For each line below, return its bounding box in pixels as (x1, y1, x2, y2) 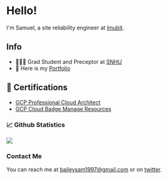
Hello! (6, 4, 37, 18)
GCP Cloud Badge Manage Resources (15, 105, 112, 112)
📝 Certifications (6, 82, 68, 93)
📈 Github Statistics (6, 121, 66, 129)
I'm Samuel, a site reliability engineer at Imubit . (6, 24, 124, 31)
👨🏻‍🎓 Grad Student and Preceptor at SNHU (15, 58, 123, 65)
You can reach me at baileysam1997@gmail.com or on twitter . (6, 166, 162, 173)
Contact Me (6, 151, 42, 160)
